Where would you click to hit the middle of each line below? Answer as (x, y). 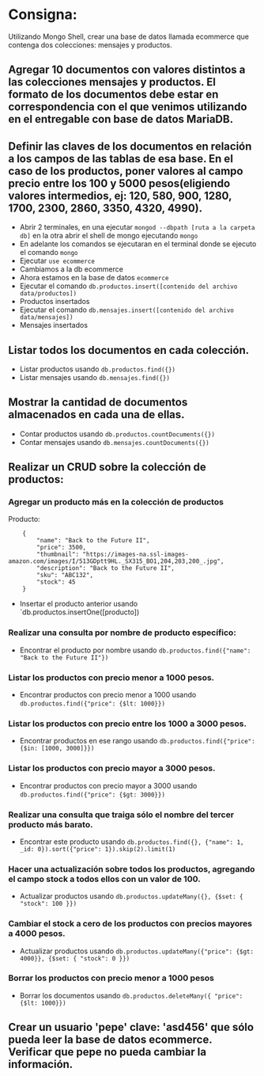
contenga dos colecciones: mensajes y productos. (90, 44)
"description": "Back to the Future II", (106, 568)
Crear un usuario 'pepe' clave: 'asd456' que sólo (131, 1027)
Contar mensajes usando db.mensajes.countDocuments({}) (114, 442)
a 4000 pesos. (37, 933)
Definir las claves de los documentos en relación (130, 146)
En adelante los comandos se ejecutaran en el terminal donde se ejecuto (138, 244)
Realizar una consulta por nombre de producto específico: (123, 633)
